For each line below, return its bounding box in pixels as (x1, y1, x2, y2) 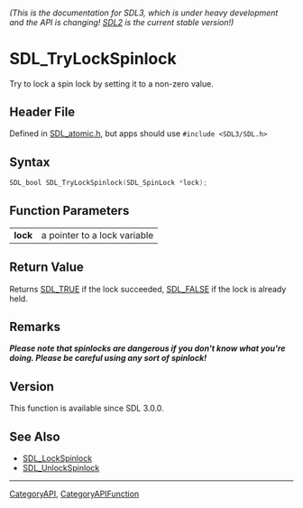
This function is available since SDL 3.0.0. (9, 402, 164, 414)
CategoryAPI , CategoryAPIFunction (9, 488, 140, 500)
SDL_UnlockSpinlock (22, 463, 100, 474)
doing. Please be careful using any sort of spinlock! (9, 353, 207, 364)
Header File (9, 104, 76, 119)
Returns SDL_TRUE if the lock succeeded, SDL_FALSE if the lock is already (9, 283, 287, 294)
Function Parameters (9, 203, 130, 218)
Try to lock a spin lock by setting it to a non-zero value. (9, 78, 214, 89)
